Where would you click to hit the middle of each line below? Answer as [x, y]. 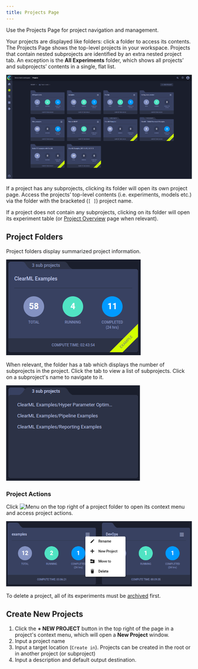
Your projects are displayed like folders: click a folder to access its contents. [98, 41]
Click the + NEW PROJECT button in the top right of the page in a [94, 628]
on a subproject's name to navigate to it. [55, 377]
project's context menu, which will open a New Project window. [92, 635]
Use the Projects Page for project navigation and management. [82, 30]
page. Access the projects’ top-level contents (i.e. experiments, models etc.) [99, 194]
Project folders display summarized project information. [74, 251]
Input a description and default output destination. [75, 660]
